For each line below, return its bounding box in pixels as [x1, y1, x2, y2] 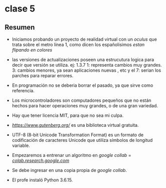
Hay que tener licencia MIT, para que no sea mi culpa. [12, 112, 124, 118]
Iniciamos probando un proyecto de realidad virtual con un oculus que [12, 36, 157, 42]
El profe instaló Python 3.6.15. [12, 177, 73, 183]
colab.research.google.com [12, 157, 70, 163]
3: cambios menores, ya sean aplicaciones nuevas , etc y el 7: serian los [12, 67, 161, 73]
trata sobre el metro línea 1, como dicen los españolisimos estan [12, 42, 145, 48]
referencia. [12, 88, 35, 93]
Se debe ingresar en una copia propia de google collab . [12, 167, 127, 173]
